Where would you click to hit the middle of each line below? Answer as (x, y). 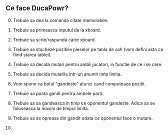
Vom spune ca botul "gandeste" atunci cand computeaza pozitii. (79, 83)
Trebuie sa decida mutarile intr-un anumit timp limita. (67, 74)
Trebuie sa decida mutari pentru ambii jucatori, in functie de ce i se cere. (88, 64)
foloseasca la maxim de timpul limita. (51, 108)
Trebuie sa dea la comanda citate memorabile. (60, 20)
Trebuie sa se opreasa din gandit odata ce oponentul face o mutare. (83, 118)
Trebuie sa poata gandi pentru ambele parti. (58, 93)
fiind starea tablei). (32, 54)
